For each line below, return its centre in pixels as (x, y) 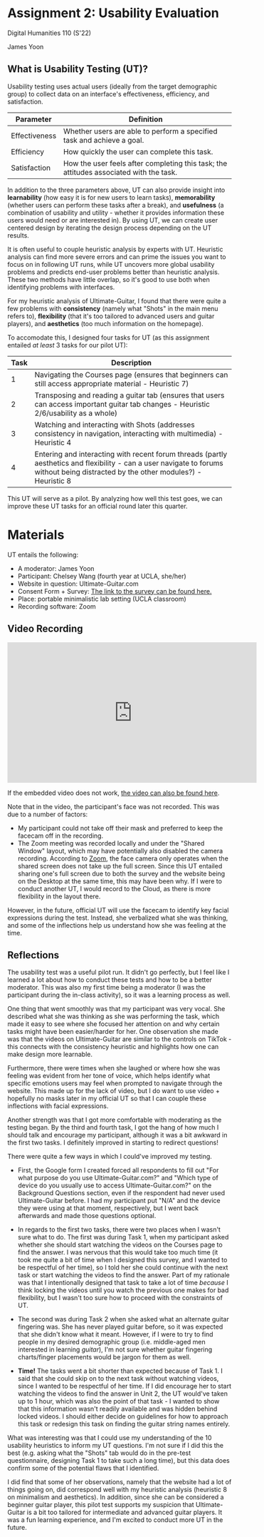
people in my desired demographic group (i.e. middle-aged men (112, 1342)
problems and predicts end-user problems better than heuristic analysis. (113, 272)
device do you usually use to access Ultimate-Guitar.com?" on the (115, 1185)
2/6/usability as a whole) (76, 413)
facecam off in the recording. (60, 836)
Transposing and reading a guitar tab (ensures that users (130, 395)
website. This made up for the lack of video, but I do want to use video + (114, 1091)
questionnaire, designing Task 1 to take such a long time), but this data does (118, 1461)
